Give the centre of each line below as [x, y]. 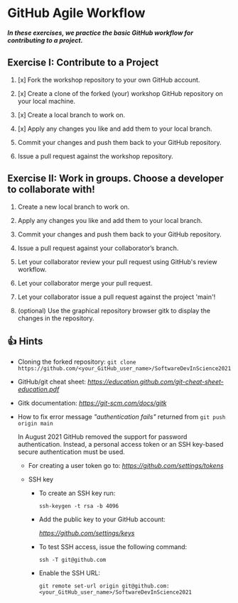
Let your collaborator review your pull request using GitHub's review [118, 261]
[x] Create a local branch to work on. [71, 114]
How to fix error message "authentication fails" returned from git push [121, 417]
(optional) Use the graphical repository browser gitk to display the [114, 310]
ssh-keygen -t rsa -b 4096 [79, 506]
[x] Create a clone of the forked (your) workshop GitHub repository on [120, 93]
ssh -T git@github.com [72, 560]
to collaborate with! [52, 190]
